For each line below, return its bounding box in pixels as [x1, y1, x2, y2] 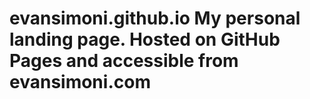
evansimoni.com [9, 71, 151, 94]
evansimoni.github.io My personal [9, 7, 301, 30]
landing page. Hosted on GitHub [9, 28, 281, 51]
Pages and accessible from [9, 50, 239, 72]
